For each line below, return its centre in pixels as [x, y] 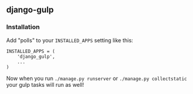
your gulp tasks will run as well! [45, 84]
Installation [23, 27]
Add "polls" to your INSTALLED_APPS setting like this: [70, 40]
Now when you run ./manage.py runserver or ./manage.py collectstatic [97, 78]
